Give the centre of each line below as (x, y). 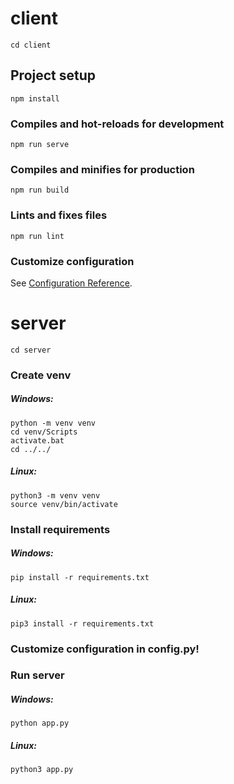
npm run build (40, 190)
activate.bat (37, 440)
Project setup (53, 75)
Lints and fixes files (59, 215)
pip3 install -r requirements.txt (82, 623)
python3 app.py (42, 770)
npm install (35, 98)
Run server (37, 675)
